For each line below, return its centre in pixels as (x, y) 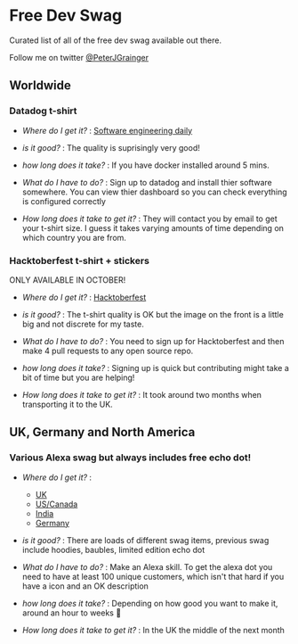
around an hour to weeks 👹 (72, 613)
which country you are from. (74, 237)
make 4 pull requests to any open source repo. (108, 351)
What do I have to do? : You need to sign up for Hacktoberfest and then (153, 341)
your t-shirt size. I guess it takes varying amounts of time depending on (153, 227)
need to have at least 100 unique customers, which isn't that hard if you (153, 576)
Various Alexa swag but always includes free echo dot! (130, 458)
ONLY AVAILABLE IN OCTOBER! (68, 280)
